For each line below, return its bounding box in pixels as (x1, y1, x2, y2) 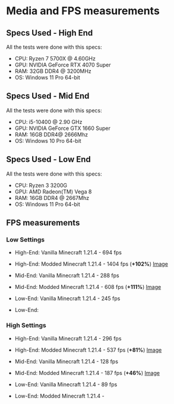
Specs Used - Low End (6, 154, 91, 164)
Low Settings (6, 236, 45, 244)
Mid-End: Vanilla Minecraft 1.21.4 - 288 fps (14, 272, 120, 279)
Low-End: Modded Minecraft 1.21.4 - (14, 392, 105, 399)
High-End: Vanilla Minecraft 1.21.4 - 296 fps (14, 335, 122, 342)
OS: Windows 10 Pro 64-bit (14, 137, 81, 144)
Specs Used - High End (6, 28, 93, 38)
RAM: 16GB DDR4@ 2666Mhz (14, 131, 88, 138)
